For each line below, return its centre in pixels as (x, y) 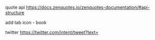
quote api (15, 7)
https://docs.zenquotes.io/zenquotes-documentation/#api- (88, 7)
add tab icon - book (26, 23)
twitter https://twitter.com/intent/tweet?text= (52, 32)
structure (15, 13)
